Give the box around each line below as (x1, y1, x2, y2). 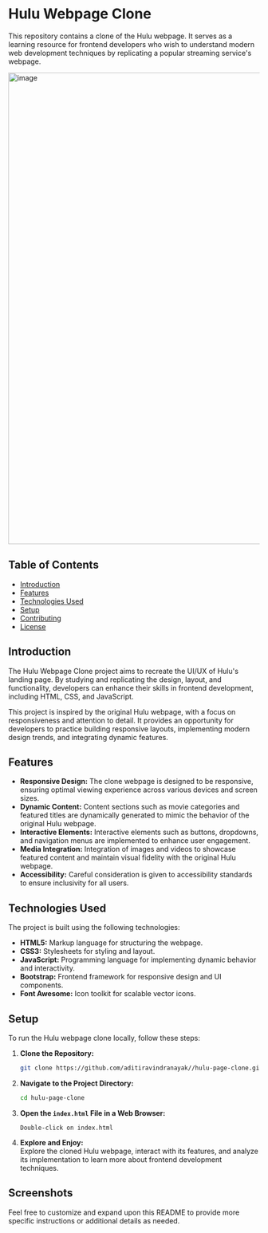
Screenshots (8, 1186, 73, 1200)
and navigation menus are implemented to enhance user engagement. (19, 836, 251, 845)
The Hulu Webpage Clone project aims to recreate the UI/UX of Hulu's (8, 666, 239, 676)
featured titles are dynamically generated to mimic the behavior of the (19, 810, 250, 820)
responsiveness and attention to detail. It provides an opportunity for (8, 715, 234, 725)
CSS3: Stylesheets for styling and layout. (19, 947, 156, 956)
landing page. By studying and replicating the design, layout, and (8, 675, 222, 684)
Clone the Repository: (19, 1049, 94, 1058)
